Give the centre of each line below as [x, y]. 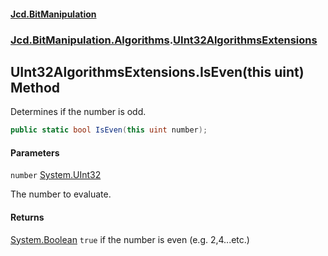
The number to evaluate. [61, 194]
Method [35, 87]
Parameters [35, 152]
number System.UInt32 [56, 175]
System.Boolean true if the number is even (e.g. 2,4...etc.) [130, 239]
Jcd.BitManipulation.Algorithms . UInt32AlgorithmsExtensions [164, 40]
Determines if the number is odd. [78, 112]
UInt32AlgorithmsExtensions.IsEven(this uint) [157, 71]
